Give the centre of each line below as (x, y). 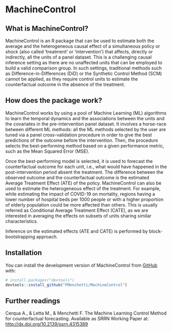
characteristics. (22, 221)
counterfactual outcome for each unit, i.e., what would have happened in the (86, 167)
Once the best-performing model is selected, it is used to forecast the (79, 161)
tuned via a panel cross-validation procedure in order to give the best (79, 135)
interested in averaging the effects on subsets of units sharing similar (78, 216)
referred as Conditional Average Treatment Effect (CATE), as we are (77, 210)
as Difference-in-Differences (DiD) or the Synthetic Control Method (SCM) (84, 73)
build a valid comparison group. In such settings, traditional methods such (83, 68)
